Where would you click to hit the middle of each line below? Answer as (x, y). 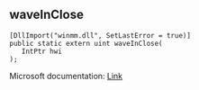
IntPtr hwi (42, 51)
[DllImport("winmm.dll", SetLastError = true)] (100, 35)
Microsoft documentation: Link (66, 76)
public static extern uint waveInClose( (86, 43)
